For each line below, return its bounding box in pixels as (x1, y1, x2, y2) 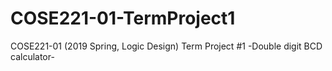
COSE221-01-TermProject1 (10, 7, 236, 30)
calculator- (10, 50, 55, 62)
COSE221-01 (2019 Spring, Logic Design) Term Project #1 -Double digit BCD (10, 40, 323, 52)
